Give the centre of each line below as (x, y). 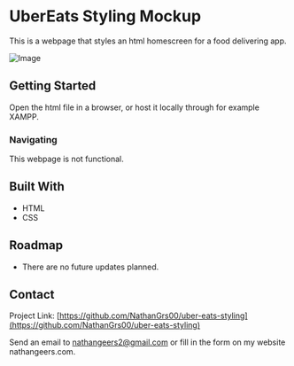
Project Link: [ (35, 315)
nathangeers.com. (43, 352)
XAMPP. (24, 116)
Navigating (33, 139)
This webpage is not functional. (66, 159)
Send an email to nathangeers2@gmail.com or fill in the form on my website (147, 342)
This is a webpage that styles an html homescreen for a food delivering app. (148, 41)
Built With (37, 187)
